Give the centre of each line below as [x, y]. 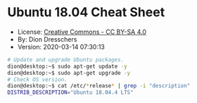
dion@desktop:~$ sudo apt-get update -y [68, 66]
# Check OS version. [38, 79]
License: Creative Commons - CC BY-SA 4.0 [82, 32]
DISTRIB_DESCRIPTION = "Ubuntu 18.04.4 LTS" [70, 92]
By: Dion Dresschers [47, 39]
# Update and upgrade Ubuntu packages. [66, 60]
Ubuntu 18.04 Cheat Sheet [86, 12]
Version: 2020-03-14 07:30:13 [61, 47]
